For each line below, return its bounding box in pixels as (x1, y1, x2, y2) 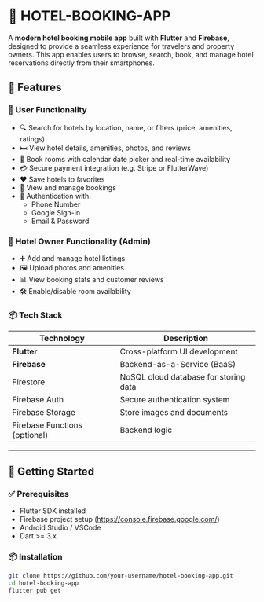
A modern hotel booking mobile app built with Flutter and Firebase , (8, 33, 230, 42)
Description (163, 333, 208, 344)
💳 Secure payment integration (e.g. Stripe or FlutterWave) (19, 163, 209, 172)
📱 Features (8, 81, 62, 94)
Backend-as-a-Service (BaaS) (119, 359, 236, 370)
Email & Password (31, 216, 90, 226)
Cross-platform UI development (119, 346, 238, 357)
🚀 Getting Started (8, 464, 95, 478)
